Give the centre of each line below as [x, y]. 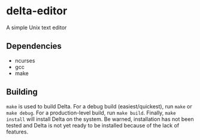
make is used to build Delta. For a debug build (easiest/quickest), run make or [99, 106]
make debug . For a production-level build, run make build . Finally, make [91, 113]
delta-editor [37, 11]
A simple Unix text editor [37, 27]
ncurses [25, 60]
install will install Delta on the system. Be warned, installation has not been [100, 119]
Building [22, 92]
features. [17, 132]
